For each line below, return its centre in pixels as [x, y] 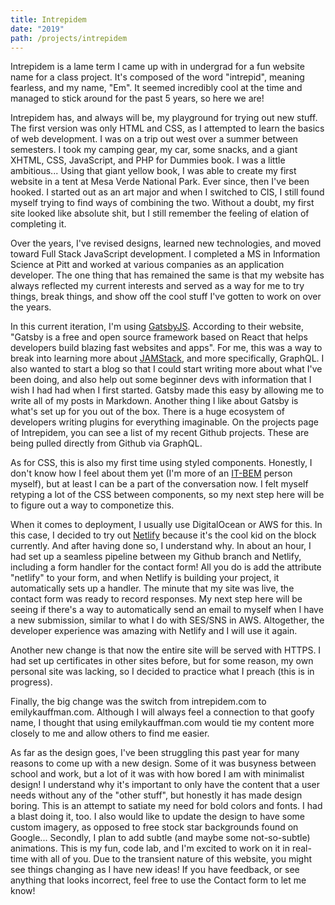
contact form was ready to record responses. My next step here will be [156, 599]
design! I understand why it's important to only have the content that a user [165, 785]
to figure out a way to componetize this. [92, 505]
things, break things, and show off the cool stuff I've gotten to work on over [166, 297]
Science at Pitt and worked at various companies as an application [147, 265]
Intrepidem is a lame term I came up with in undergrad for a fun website [157, 67]
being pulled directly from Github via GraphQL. [106, 443]
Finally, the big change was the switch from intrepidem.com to [138, 702]
